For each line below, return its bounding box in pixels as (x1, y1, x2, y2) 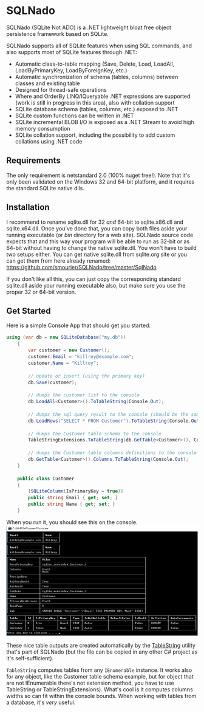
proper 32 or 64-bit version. (6, 288, 76, 296)
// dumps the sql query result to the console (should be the (28, 411, 189, 417)
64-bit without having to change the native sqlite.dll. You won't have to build (6, 244, 197, 251)
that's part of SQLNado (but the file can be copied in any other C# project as (6, 648, 198, 655)
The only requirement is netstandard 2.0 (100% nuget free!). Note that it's (6, 171, 190, 179)
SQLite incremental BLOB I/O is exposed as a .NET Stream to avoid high (15, 118, 194, 125)
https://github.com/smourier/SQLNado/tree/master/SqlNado (6, 263, 157, 271)
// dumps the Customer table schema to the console (28, 430, 162, 437)
